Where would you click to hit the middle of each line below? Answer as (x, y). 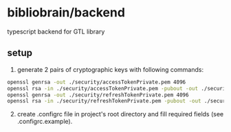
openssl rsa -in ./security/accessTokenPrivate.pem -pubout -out (102, 88)
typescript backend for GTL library (56, 31)
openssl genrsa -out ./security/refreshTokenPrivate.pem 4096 (98, 95)
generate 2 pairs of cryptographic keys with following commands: (110, 69)
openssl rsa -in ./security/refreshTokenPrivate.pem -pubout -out (104, 101)
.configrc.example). (45, 122)
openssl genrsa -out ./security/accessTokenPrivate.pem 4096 (97, 82)
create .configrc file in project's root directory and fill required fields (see (120, 114)
